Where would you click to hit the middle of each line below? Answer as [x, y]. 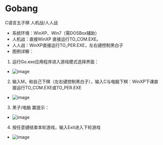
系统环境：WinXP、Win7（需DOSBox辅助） [56, 33]
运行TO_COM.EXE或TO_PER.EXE [49, 87]
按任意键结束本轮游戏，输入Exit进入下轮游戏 [56, 127]
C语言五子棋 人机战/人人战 [32, 22]
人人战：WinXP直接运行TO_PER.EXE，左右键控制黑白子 [68, 45]
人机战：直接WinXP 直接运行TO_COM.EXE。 [56, 39]
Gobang [21, 9]
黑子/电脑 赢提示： [31, 107]
